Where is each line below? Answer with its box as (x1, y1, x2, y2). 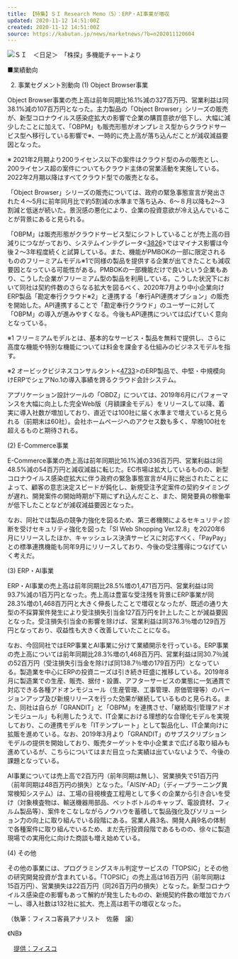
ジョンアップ (7, 694, 45, 703)
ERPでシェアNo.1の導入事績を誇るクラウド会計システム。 (13, 376, 181, 384)
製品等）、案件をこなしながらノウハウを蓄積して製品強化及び (19, 807, 197, 816)
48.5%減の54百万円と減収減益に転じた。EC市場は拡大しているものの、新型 (7, 465, 229, 474)
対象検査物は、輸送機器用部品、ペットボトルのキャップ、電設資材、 (19, 798, 218, 807)
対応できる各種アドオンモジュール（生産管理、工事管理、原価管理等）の (7, 686, 218, 694)
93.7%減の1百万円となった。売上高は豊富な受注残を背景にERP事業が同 (7, 590, 215, 599)
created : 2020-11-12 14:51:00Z (7, 23, 100, 31)
